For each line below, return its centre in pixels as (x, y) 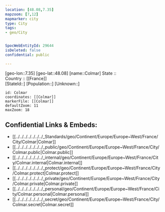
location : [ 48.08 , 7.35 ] (30, 10)
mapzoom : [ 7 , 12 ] (22, 14)
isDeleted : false (23, 50)
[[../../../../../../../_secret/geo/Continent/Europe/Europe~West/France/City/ (86, 199)
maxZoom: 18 (17, 110)
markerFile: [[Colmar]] (30, 101)
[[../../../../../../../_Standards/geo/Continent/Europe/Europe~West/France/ (85, 137)
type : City (16, 23)
